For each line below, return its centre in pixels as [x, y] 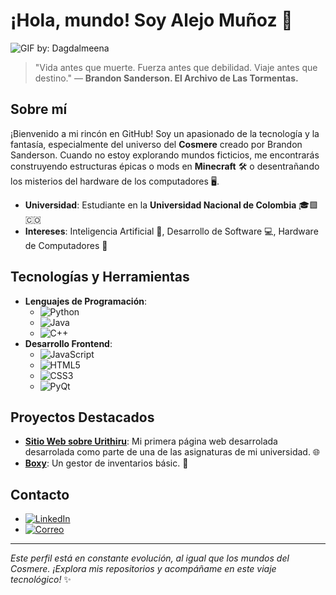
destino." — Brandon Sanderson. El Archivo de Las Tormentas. [166, 78]
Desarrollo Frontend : [68, 343]
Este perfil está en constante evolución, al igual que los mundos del [150, 558]
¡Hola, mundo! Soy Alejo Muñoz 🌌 [151, 20]
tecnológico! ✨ [41, 580]
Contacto [40, 494]
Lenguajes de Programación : [86, 301]
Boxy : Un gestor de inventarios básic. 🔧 [106, 463]
